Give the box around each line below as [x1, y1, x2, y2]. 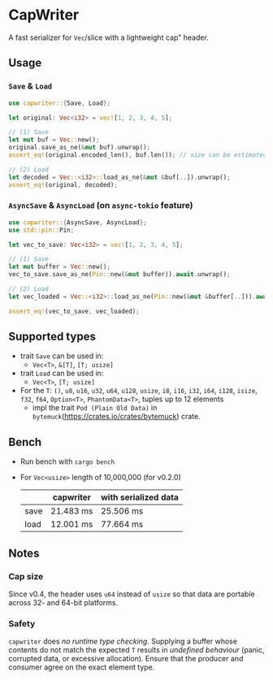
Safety [8, 617, 36, 629]
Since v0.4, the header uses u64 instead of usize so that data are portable [8, 589, 255, 599]
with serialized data [100, 492, 179, 503]
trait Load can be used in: [19, 368, 104, 379]
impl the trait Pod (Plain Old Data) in [32, 403, 158, 413]
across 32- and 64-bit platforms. [8, 597, 119, 607]
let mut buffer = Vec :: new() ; [8, 262, 111, 271]
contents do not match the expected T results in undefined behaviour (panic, [8, 645, 265, 655]
